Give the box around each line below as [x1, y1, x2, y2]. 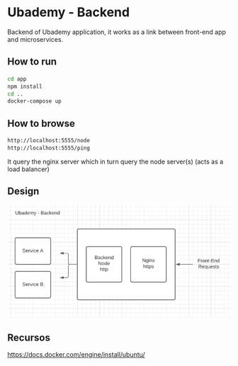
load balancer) [7, 164, 50, 173]
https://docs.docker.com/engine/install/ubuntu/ [7, 350, 145, 359]
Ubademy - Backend [7, 4, 130, 21]
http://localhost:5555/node [7, 137, 91, 144]
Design [7, 185, 40, 198]
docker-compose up [7, 98, 62, 105]
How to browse [7, 118, 76, 130]
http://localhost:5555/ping [7, 144, 91, 151]
